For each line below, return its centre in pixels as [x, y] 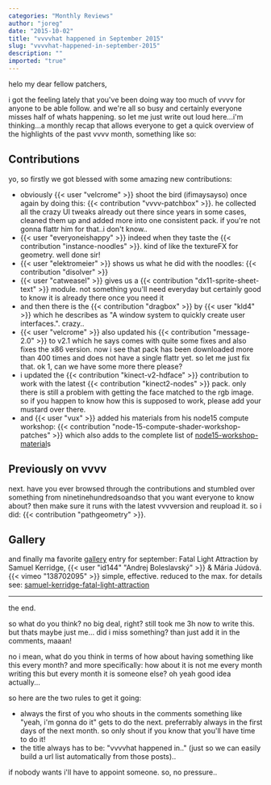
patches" [35, 435]
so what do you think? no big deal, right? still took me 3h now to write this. [131, 624]
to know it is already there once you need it [92, 298]
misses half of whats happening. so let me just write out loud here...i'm [126, 116]
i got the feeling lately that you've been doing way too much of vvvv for [127, 99]
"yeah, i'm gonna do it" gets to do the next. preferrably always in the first [141, 722]
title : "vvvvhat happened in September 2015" [86, 38]
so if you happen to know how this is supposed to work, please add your [141, 400]
